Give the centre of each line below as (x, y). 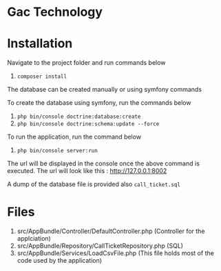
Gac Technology (55, 12)
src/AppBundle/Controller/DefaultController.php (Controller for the (111, 231)
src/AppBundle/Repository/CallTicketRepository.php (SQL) (100, 246)
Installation (40, 44)
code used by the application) (59, 261)
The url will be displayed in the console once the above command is (103, 163)
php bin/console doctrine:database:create (79, 117)
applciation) (34, 239)
